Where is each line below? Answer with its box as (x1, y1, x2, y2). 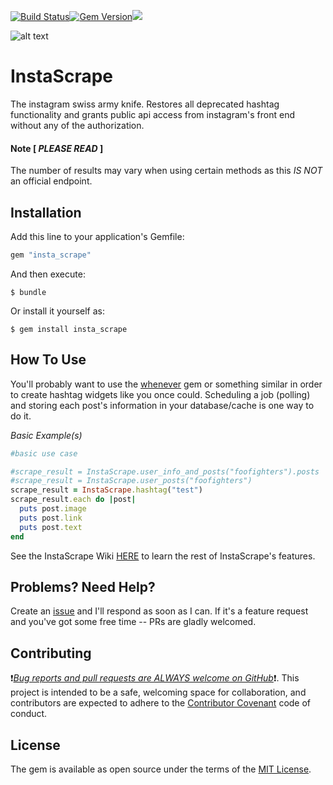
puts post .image (19, 504, 87, 514)
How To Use (10, 351, 87, 369)
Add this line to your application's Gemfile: (10, 230, 185, 242)
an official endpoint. (10, 175, 93, 187)
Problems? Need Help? (10, 578, 156, 595)
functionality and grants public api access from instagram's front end (10, 108, 295, 120)
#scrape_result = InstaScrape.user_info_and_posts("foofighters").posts (10, 466, 320, 477)
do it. (10, 410, 32, 422)
